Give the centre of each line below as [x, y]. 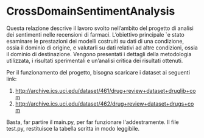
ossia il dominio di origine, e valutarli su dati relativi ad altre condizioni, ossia [102, 48]
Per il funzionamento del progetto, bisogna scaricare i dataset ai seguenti [98, 72]
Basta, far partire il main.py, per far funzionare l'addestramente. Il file [93, 122]
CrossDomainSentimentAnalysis [91, 11]
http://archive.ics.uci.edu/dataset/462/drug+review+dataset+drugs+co [104, 103]
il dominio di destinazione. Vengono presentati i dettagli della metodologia [99, 54]
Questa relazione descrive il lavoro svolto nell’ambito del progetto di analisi [100, 28]
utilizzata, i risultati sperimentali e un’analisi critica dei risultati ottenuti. [95, 60]
